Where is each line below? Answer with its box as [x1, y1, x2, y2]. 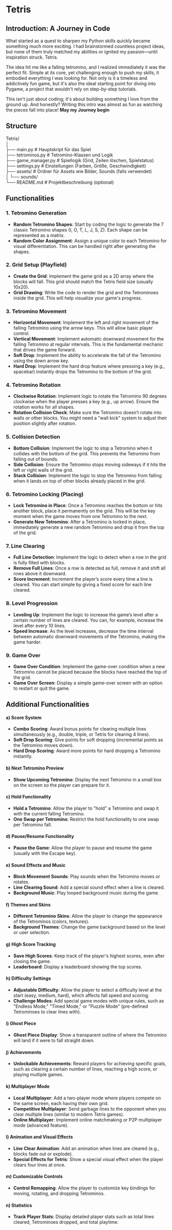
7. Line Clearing [6, 542, 45, 549]
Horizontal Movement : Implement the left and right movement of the [13, 319, 159, 326]
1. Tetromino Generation [6, 209, 67, 217]
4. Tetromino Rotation [6, 382, 61, 389]
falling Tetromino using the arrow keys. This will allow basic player [13, 325, 153, 331]
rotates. [13, 879, 30, 885]
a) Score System [6, 714, 42, 721]
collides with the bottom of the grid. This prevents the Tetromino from [13, 450, 160, 456]
